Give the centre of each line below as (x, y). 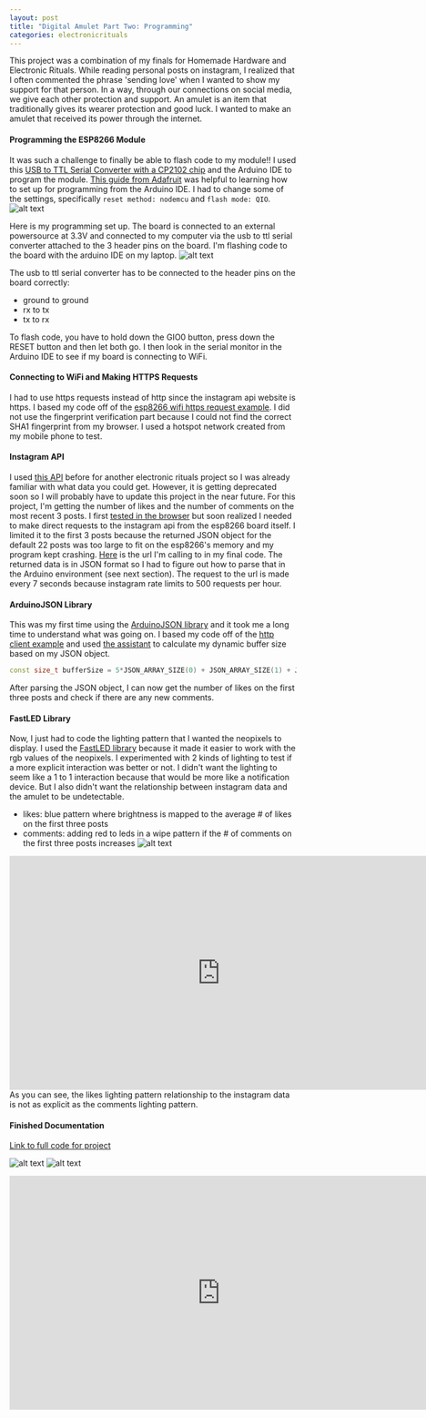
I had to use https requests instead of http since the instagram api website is (152, 397)
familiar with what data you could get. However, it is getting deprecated (143, 486)
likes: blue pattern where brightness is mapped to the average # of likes (157, 814)
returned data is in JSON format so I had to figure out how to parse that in (147, 564)
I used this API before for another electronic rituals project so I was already (150, 477)
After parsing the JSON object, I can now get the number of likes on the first (152, 688)
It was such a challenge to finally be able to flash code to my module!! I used (153, 159)
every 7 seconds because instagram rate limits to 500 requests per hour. (146, 583)
